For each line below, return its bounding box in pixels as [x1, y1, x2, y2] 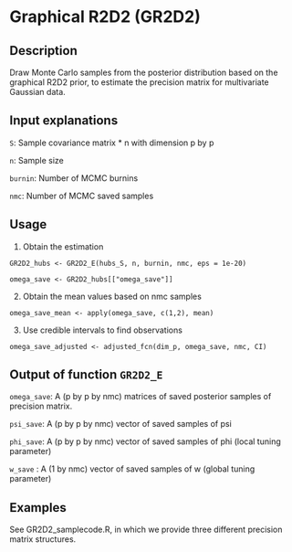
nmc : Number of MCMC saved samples [9, 190, 154, 201]
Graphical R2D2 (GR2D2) [9, 6, 201, 27]
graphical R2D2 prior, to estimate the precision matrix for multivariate [9, 77, 269, 88]
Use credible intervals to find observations [22, 324, 182, 335]
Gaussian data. [9, 87, 66, 97]
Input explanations [9, 112, 119, 129]
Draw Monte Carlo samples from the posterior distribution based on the [9, 67, 278, 78]
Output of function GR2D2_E [9, 367, 163, 383]
